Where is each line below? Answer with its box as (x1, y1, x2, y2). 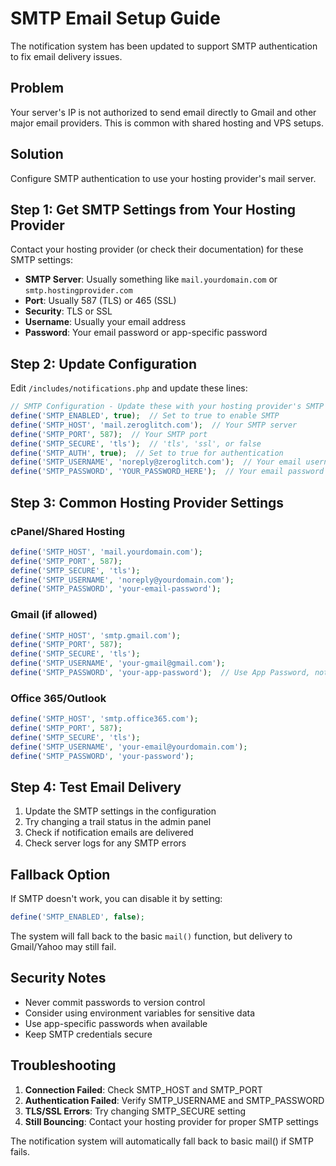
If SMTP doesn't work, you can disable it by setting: (10, 893, 223, 905)
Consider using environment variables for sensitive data (24, 1007, 256, 1019)
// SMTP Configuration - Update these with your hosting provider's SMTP (10, 402, 325, 412)
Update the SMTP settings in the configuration (24, 805, 217, 817)
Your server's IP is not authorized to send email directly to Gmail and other (10, 106, 317, 118)
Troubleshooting (10, 1057, 117, 1074)
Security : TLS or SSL (24, 305, 113, 317)
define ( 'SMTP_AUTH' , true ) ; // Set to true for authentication (10, 448, 284, 458)
